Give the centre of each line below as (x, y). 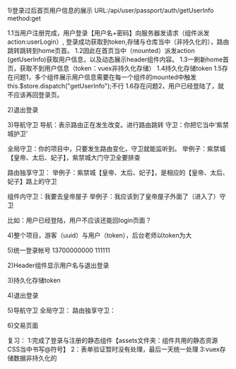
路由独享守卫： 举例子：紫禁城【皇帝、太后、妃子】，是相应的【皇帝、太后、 (118, 172)
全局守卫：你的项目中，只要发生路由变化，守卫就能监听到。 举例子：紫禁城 (117, 148)
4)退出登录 (23, 295)
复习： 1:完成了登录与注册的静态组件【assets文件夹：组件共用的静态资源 (113, 340)
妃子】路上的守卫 (32, 181)
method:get (24, 18)
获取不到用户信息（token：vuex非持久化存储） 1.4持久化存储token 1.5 (121, 68)
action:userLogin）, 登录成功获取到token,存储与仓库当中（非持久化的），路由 (118, 42)
